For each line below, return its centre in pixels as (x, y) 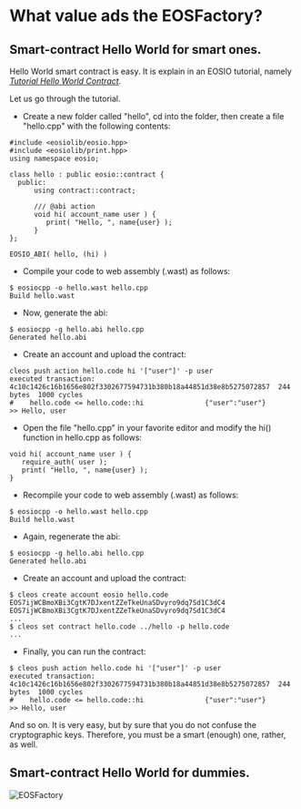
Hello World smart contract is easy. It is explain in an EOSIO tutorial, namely (151, 71)
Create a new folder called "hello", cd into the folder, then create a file (153, 116)
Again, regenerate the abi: (71, 537)
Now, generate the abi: (65, 312)
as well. (24, 744)
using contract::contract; (85, 190)
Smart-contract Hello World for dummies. (130, 773)
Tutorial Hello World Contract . (65, 81)
